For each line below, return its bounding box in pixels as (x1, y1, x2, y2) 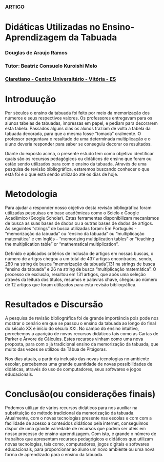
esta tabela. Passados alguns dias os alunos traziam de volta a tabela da (5, 125, 151, 131)
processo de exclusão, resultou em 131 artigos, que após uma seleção (5, 271, 146, 277)
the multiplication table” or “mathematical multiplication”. (5, 241, 119, 247)
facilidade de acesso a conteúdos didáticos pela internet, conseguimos (5, 420, 148, 426)
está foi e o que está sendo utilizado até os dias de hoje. (5, 171, 119, 177)
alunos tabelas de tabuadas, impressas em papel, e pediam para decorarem (5, 120, 158, 126)
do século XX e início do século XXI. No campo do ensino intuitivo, (5, 325, 139, 331)
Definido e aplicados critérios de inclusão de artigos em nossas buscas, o (5, 251, 154, 256)
